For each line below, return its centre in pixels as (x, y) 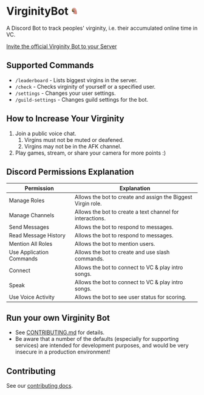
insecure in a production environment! (63, 352)
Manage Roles (27, 200)
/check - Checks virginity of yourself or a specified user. (85, 86)
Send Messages (29, 227)
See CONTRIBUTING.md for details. (60, 332)
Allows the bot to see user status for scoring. (131, 297)
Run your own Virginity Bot (58, 318)
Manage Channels (32, 215)
